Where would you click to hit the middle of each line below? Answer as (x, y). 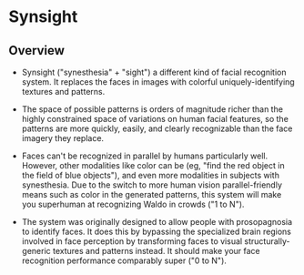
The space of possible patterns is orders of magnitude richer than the (152, 109)
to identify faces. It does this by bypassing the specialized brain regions (157, 231)
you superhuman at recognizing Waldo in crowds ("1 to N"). (133, 204)
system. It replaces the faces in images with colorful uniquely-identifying (158, 82)
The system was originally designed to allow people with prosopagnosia (157, 222)
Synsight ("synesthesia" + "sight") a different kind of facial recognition (154, 72)
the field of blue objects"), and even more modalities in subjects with (150, 175)
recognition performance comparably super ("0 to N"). (124, 260)
